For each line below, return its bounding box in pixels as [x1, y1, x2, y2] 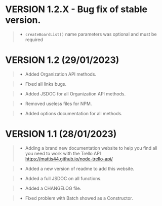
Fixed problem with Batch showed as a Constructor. [25, 195, 133, 201]
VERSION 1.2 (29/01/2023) [5, 54, 119, 66]
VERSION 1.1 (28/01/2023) [5, 128, 117, 140]
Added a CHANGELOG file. [25, 185, 82, 191]
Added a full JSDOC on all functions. [25, 175, 102, 181]
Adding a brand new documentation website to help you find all [25, 145, 158, 151]
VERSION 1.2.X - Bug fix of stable [5, 4, 148, 15]
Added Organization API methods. [25, 71, 97, 77]
